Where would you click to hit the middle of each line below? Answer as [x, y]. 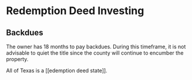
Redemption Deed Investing [75, 11]
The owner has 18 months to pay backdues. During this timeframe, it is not [96, 46]
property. [17, 59]
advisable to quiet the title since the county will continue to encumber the [95, 53]
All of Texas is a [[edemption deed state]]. [57, 71]
